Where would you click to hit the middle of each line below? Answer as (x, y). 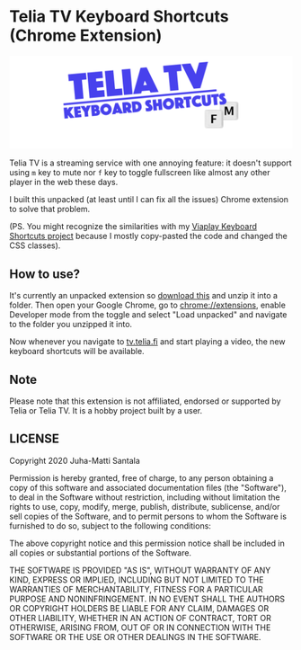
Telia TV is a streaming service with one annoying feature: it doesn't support (150, 163)
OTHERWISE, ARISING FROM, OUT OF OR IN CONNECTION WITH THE (140, 628)
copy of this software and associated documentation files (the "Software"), (148, 487)
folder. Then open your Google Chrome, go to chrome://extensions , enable (147, 305)
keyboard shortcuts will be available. (77, 352)
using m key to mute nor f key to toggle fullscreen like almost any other (140, 173)
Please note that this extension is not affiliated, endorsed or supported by (145, 401)
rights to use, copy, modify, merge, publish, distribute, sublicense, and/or (145, 506)
